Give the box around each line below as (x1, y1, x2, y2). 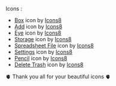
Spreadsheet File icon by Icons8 (14, 42, 94, 49)
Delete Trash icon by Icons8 (14, 61, 84, 68)
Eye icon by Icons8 (14, 29, 62, 36)
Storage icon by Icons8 (14, 36, 72, 42)
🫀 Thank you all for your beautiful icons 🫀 (5, 73, 111, 80)
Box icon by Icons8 (14, 17, 62, 23)
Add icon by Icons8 (14, 23, 63, 30)
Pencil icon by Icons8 (14, 55, 68, 62)
